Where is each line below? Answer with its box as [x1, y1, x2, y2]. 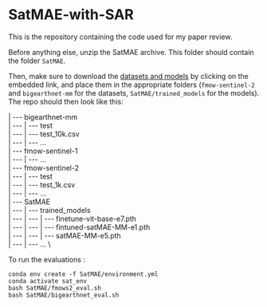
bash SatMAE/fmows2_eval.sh [8, 284, 102, 292]
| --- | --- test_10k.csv [8, 129, 80, 139]
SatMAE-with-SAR [8, 6, 134, 24]
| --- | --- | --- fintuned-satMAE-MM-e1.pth [8, 222, 151, 232]
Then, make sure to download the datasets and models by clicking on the [8, 71, 249, 81]
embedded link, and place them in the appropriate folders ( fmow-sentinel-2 [8, 80, 255, 89]
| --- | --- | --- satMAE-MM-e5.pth [8, 230, 121, 240]
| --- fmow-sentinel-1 [8, 146, 78, 155]
